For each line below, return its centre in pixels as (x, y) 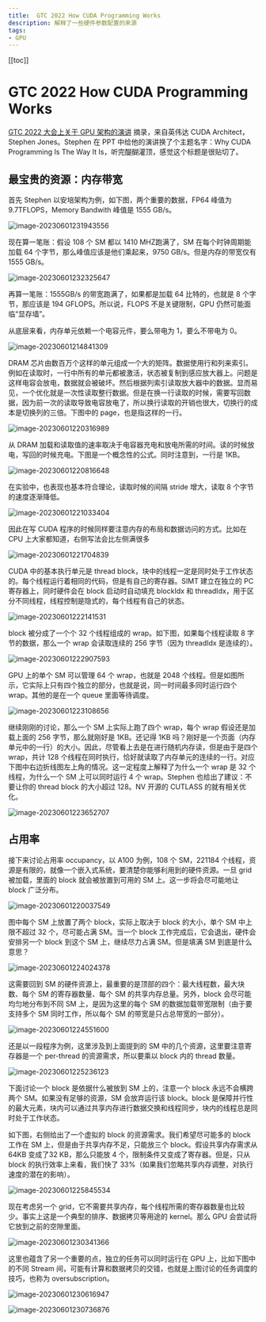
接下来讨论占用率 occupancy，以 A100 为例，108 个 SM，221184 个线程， (129, 860)
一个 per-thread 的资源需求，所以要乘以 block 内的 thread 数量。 (134, 1056)
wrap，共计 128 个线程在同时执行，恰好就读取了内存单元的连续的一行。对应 (131, 757)
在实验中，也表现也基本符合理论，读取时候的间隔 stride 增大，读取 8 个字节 (131, 487)
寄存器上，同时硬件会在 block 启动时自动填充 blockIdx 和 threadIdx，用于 (128, 591)
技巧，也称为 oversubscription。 (61, 1278)
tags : (17, 30)
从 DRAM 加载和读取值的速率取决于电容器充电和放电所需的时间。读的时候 (128, 444)
